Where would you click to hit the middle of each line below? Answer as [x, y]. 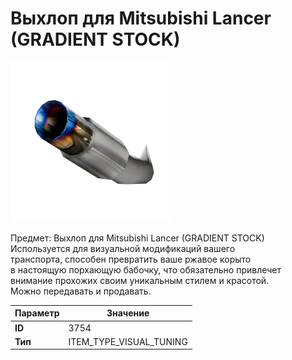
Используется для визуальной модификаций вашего [123, 248]
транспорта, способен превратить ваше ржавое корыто [131, 259]
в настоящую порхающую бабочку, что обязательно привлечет [146, 269]
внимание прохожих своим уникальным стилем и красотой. [140, 280]
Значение [128, 313]
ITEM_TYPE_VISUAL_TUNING [128, 341]
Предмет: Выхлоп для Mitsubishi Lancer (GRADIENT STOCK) [137, 238]
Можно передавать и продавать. [81, 291]
